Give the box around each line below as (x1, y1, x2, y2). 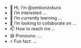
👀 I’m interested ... (9, 10, 47, 16)
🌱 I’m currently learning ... (9, 15, 62, 21)
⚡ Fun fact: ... (9, 38, 37, 44)
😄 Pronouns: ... (9, 33, 42, 39)
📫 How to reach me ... (9, 26, 55, 31)
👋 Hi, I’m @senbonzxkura (9, 5, 61, 10)
